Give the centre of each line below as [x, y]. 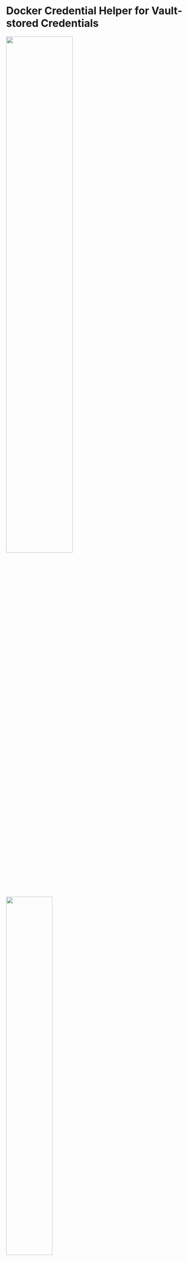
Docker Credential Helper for [78, 11]
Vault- [167, 11]
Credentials [70, 23]
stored [22, 23]
